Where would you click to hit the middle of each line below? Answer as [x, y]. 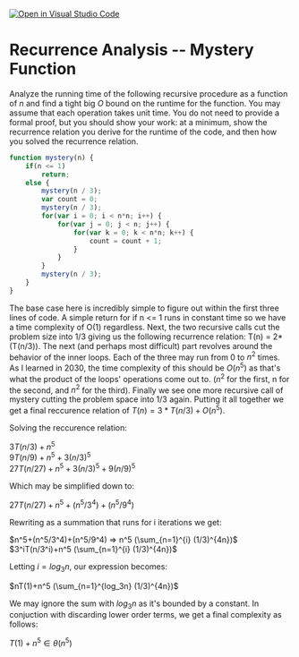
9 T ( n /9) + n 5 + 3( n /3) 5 [50, 456]
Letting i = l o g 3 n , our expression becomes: [89, 567]
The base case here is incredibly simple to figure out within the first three [144, 308]
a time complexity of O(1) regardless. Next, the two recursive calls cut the [145, 327]
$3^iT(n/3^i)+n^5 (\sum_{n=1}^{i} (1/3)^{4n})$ [93, 549]
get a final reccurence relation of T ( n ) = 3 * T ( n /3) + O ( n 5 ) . [117, 410]
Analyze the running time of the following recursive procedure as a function [149, 93]
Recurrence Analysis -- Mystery [132, 50]
